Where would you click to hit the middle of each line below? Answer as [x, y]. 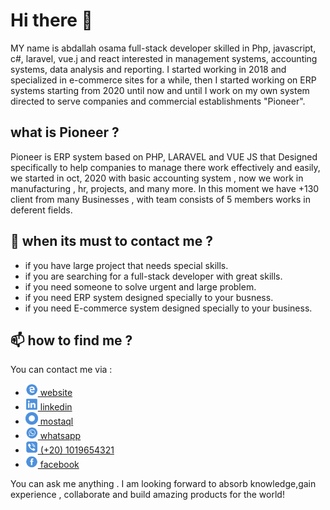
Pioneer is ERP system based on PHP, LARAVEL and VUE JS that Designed [164, 156]
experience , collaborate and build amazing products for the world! [147, 495]
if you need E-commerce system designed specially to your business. [168, 308]
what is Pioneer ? [65, 132]
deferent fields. [41, 210]
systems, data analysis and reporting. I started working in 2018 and [148, 69]
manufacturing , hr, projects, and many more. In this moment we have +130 [165, 188]
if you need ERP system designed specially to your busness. [149, 297]
